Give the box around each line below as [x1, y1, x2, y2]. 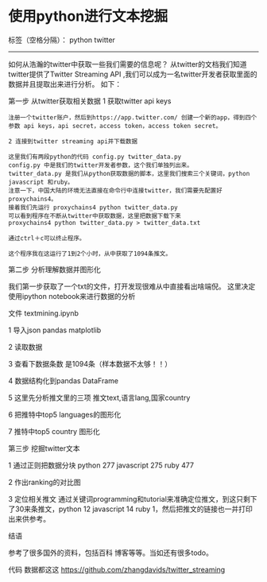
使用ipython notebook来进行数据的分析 [8, 291, 136, 301]
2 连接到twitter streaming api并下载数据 [8, 137, 137, 145]
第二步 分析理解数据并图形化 [8, 264, 101, 274]
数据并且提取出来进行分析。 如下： [8, 79, 122, 88]
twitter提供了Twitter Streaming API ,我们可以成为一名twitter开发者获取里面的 [8, 69, 258, 79]
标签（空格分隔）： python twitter [8, 35, 115, 45]
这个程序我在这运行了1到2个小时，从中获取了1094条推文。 [8, 250, 172, 258]
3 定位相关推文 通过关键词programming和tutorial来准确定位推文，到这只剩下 [8, 494, 257, 503]
